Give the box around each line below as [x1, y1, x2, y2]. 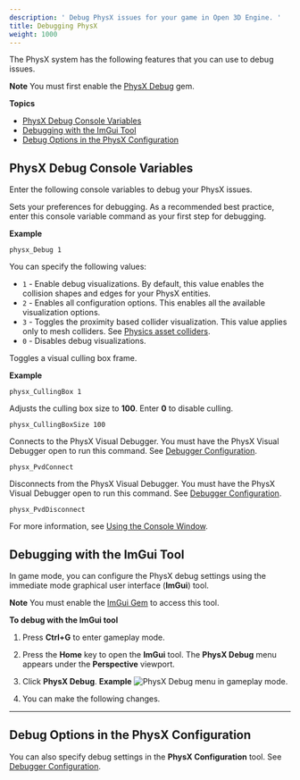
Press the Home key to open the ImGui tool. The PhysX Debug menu [21, 650, 277, 659]
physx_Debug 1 [9, 246, 62, 255]
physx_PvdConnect [9, 463, 74, 472]
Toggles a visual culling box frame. [9, 353, 137, 364]
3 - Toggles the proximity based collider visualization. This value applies [21, 316, 287, 327]
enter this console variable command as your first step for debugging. [9, 211, 267, 222]
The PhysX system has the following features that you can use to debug [9, 55, 274, 65]
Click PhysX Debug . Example [21, 676, 132, 686]
